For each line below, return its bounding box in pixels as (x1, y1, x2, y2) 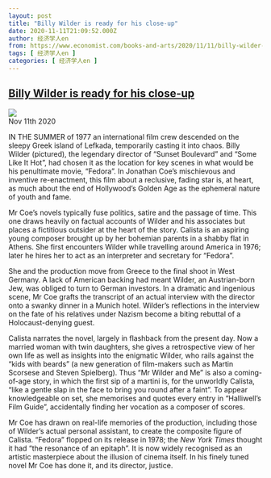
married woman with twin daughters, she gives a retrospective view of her (8, 342, 256, 351)
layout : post (8, 11, 52, 20)
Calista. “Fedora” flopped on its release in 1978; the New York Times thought (8, 434, 263, 444)
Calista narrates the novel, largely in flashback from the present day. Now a (8, 333, 259, 343)
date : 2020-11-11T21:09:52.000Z (8, 27, 117, 35)
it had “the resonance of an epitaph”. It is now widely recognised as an (8, 443, 243, 453)
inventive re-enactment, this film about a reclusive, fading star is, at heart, (8, 174, 254, 184)
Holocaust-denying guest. (8, 317, 95, 327)
